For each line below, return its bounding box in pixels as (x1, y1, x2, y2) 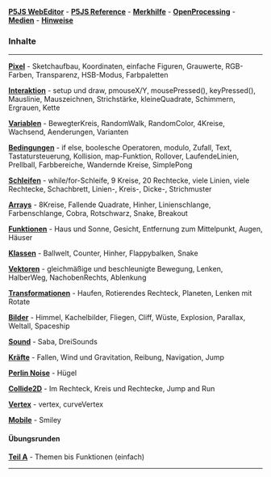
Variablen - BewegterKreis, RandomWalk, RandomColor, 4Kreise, (8, 119, 226, 129)
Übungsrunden (8, 433, 60, 443)
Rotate (8, 297, 31, 306)
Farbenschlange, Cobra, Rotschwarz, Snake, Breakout (8, 209, 188, 218)
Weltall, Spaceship (8, 321, 70, 331)
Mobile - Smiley (8, 416, 62, 425)
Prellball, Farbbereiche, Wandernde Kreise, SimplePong (8, 160, 193, 170)
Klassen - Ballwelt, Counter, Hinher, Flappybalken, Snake (8, 248, 199, 258)
